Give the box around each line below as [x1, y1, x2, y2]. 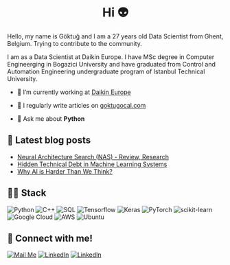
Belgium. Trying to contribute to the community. [7, 39, 142, 47]
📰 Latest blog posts [7, 135, 91, 146]
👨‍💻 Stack [7, 187, 47, 199]
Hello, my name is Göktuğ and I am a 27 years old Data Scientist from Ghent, [7, 32, 224, 41]
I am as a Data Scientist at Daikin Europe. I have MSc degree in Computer [7, 52, 215, 61]
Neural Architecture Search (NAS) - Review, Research [16, 152, 170, 161]
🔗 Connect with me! [7, 232, 93, 244]
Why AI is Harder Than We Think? [16, 167, 113, 175]
